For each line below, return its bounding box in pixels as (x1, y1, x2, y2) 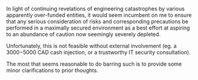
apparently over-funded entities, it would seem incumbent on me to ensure (6, 11, 192, 19)
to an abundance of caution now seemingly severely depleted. (6, 31, 161, 38)
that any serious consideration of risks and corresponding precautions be (6, 18, 188, 25)
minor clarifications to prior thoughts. (6, 67, 99, 74)
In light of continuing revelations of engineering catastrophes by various (6, 5, 185, 12)
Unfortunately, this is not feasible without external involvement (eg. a (6, 42, 177, 49)
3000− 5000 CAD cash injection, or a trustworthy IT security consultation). (6, 49, 191, 56)
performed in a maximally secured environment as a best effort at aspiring (6, 24, 190, 31)
